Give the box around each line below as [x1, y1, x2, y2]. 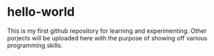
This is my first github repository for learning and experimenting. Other [7, 27, 207, 35]
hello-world [7, 4, 75, 20]
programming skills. [7, 41, 63, 49]
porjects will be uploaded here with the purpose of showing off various [7, 33, 208, 42]
